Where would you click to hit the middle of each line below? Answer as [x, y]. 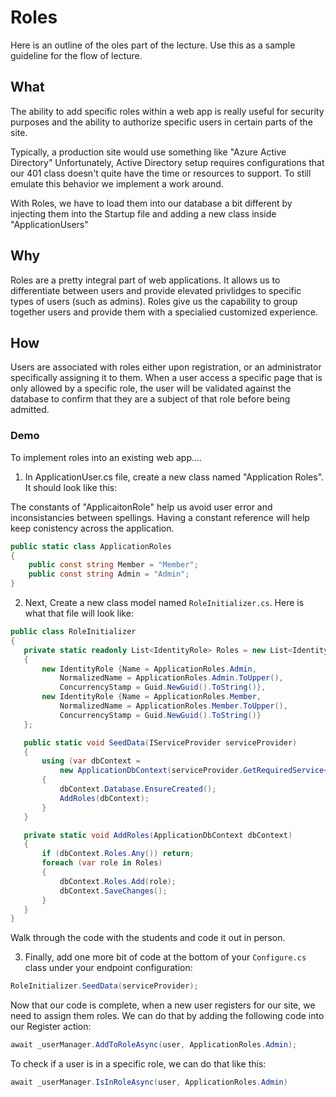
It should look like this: [71, 487]
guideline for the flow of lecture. [76, 55]
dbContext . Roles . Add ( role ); [118, 881]
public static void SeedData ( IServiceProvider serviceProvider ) [160, 742]
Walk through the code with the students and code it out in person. [148, 938]
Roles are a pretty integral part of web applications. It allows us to [145, 280]
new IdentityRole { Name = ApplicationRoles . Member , [151, 697]
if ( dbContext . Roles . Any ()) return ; [118, 854]
